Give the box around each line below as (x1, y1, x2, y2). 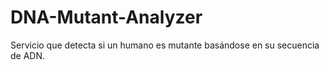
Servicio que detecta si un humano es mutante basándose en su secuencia (10, 39, 320, 51)
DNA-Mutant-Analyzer (10, 6, 203, 29)
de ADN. (10, 49, 46, 61)
